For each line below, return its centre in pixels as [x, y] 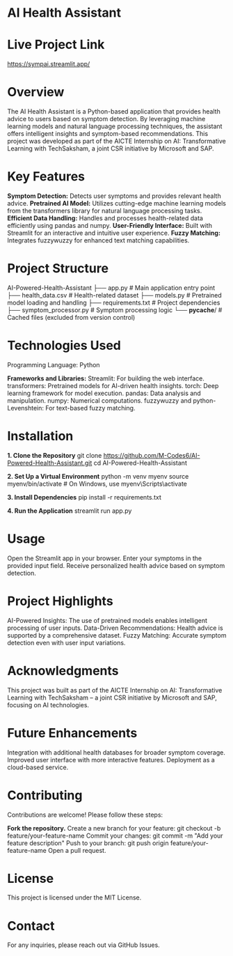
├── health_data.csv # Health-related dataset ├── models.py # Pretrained [115, 295]
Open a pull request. [77, 850]
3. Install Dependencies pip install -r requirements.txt [85, 497]
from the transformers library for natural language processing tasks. [105, 211]
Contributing [45, 795]
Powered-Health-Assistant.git [50, 463]
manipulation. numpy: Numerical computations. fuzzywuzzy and [99, 400]
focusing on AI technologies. [48, 704]
